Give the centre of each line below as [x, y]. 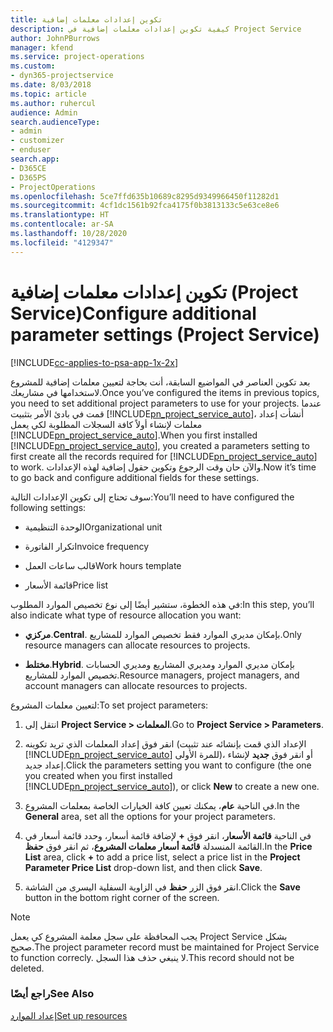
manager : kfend [42, 47]
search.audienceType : [55, 122]
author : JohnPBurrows [55, 38]
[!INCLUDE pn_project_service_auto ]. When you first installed [134, 435]
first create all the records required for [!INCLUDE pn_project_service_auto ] [164, 456]
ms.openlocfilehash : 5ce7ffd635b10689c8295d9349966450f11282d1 [145, 196]
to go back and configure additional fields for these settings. [135, 477]
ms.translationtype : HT [60, 215]
